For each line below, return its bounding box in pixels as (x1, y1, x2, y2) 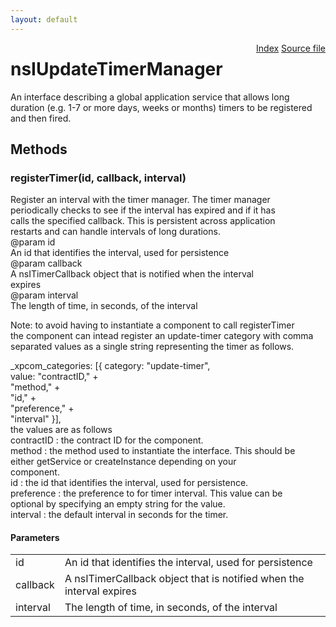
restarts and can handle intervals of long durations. (10, 226, 221, 238)
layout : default (10, 14, 78, 25)
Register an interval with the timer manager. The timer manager (10, 194, 271, 206)
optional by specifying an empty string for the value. (10, 498, 226, 510)
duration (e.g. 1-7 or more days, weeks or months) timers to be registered (10, 101, 313, 113)
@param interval (10, 289, 79, 301)
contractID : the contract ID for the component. (10, 434, 204, 446)
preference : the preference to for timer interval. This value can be (10, 487, 283, 500)
